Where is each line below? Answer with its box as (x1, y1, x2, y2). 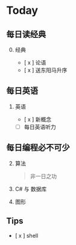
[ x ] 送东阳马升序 (24, 67, 68, 73)
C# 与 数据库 (14, 185, 47, 193)
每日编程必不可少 (6, 143, 70, 153)
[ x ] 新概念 (24, 116, 52, 123)
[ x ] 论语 (24, 59, 46, 66)
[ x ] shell (14, 232, 39, 239)
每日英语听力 (24, 123, 56, 130)
